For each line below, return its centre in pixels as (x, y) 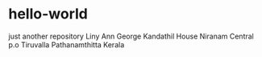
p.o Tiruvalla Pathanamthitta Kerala (67, 44)
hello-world (48, 14)
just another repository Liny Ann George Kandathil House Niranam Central (131, 36)
